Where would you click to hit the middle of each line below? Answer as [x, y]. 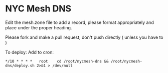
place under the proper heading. [39, 27]
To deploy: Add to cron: [30, 52]
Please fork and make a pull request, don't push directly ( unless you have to [84, 37]
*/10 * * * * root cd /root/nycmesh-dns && [57, 61]
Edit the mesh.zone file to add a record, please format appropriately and [80, 22]
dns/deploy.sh [20, 66]
